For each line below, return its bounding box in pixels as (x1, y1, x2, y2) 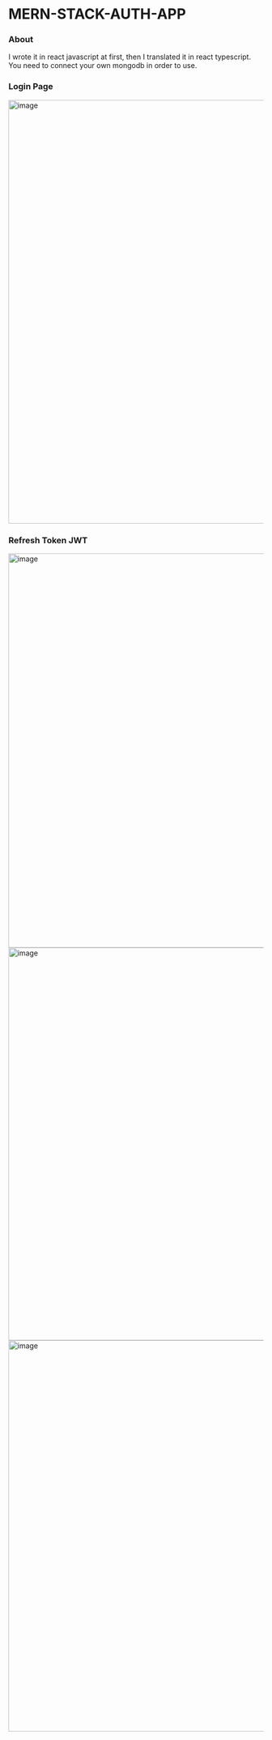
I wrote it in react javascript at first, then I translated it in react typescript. (8, 52, 252, 62)
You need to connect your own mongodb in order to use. (8, 61, 198, 70)
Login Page (8, 81, 54, 92)
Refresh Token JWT (8, 534, 88, 546)
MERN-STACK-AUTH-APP (8, 5, 186, 23)
